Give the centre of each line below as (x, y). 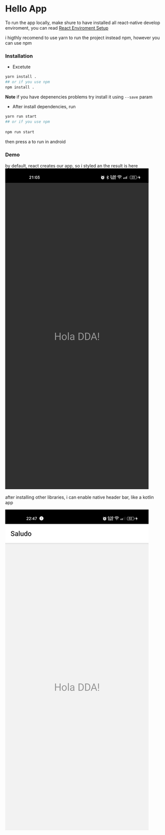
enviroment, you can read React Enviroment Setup (57, 28)
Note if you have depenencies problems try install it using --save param (79, 97)
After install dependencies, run (44, 106)
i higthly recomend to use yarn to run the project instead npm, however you (82, 38)
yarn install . (21, 77)
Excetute (21, 67)
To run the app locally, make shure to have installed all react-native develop (83, 23)
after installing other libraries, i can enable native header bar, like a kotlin (80, 497)
